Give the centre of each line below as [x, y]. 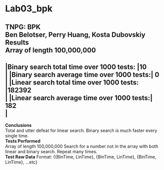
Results [17, 42]
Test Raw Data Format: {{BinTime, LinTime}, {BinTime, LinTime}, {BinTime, [81, 157]
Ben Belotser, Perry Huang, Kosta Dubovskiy [75, 34]
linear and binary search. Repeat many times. [51, 152]
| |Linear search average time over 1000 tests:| [79, 98]
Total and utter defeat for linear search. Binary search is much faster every [81, 131]
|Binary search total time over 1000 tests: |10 [76, 67]
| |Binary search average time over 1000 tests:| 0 [82, 75]
